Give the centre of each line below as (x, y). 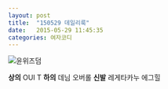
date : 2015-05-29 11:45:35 (56, 30)
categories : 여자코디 (40, 37)
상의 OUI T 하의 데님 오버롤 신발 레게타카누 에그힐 (84, 78)
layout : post (29, 15)
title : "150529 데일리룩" (49, 23)
